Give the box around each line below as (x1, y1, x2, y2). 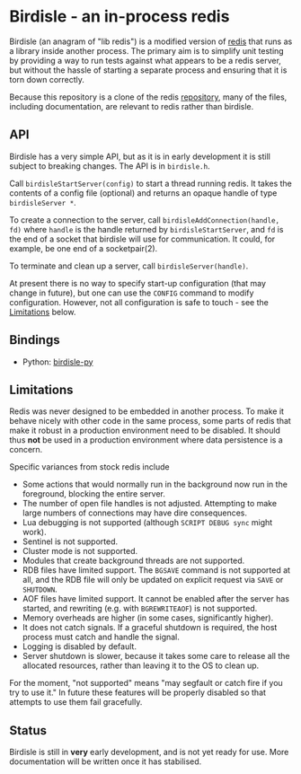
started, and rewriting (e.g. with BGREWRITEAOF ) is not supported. (22, 603, 258, 614)
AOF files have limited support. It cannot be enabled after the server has (22, 594, 290, 604)
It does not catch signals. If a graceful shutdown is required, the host (22, 622, 278, 633)
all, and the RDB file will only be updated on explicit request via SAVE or (22, 575, 284, 585)
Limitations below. (9, 306, 76, 317)
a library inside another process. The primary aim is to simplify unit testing (9, 45, 285, 56)
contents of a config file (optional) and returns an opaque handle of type (9, 187, 278, 198)
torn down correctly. (9, 74, 85, 84)
